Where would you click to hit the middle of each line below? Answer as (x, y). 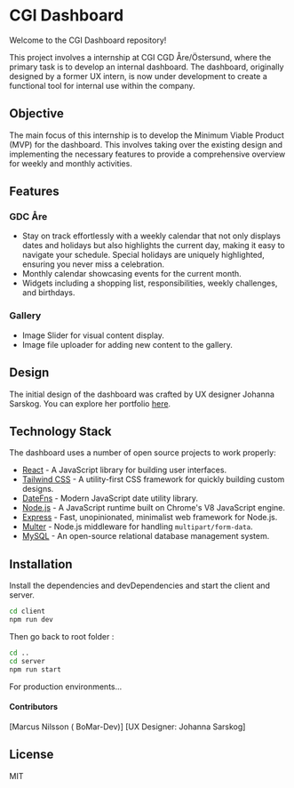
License (32, 755)
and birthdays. (48, 293)
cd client (28, 611)
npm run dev (31, 620)
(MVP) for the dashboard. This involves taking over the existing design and (146, 144)
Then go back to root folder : (62, 636)
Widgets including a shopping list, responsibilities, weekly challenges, (150, 283)
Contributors (34, 707)
